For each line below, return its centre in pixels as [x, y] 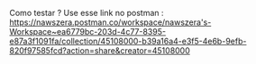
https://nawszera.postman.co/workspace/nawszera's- [110, 22]
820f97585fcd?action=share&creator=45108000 [100, 51]
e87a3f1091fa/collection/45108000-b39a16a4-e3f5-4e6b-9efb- [128, 41]
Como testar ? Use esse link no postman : [87, 13]
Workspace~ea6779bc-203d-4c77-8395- [88, 32]
